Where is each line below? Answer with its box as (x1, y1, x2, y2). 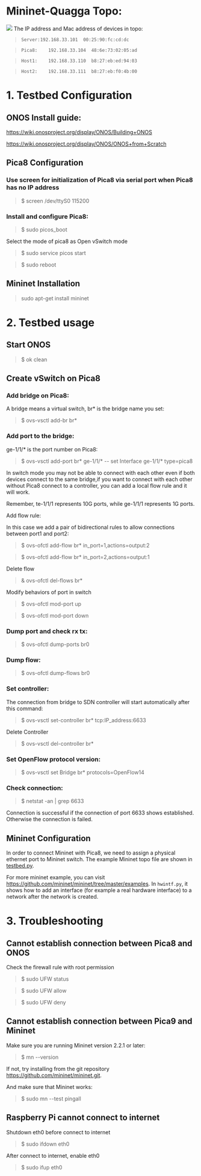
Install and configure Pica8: (6, 212, 88, 221)
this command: (6, 705, 43, 712)
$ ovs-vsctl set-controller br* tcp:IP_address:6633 (20, 716, 146, 723)
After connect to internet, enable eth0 (6, 1152, 100, 1159)
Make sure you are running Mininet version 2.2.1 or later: (6, 1041, 146, 1049)
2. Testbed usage (6, 315, 95, 329)
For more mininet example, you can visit (6, 874, 105, 881)
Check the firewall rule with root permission (6, 964, 114, 971)
